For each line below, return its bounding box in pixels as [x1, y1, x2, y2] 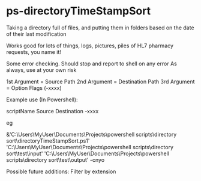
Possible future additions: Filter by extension [6, 168, 116, 175]
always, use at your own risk [6, 66, 77, 73]
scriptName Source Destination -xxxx [6, 107, 99, 114]
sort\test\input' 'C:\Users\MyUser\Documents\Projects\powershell [6, 150, 170, 157]
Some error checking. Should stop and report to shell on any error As [6, 60, 177, 67]
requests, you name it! [6, 48, 62, 55]
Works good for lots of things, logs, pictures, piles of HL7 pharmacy [6, 42, 174, 49]
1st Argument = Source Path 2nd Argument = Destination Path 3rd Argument [6, 78, 195, 85]
